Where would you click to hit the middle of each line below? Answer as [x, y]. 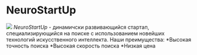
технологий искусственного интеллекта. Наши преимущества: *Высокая [99, 39]
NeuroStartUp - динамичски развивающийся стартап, [81, 27]
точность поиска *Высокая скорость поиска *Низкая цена [81, 46]
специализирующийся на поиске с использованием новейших [85, 33]
